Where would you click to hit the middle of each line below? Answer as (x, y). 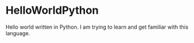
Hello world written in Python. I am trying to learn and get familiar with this (97, 27)
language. (18, 33)
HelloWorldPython (52, 10)
